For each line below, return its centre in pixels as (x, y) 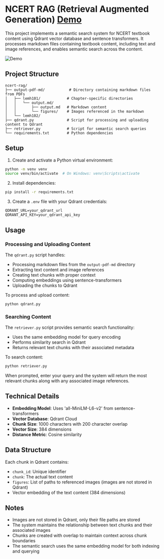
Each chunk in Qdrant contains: (37, 462)
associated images (31, 530)
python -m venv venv (26, 169)
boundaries (24, 541)
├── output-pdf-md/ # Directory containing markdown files (78, 90)
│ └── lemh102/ (23, 116)
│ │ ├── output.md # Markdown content (56, 107)
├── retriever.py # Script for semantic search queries (76, 129)
